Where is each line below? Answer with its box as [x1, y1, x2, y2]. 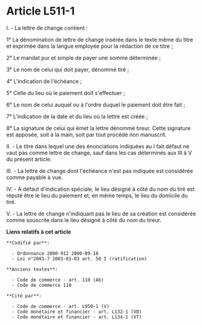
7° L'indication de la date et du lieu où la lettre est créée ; [6, 113, 148, 120]
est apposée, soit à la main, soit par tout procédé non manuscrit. [6, 131, 167, 138]
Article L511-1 [6, 4, 75, 18]
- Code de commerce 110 [11, 282, 71, 288]
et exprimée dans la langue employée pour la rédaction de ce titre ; [6, 42, 174, 50]
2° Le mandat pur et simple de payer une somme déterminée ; [6, 54, 161, 61]
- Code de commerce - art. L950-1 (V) [11, 303, 110, 309]
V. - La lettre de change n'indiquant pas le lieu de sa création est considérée [6, 210, 197, 217]
